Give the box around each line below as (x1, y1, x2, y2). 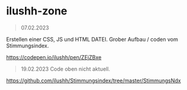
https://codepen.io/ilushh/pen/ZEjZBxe (6, 53, 102, 61)
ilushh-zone (6, 4, 68, 18)
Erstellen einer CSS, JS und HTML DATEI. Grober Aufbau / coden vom (6, 35, 178, 43)
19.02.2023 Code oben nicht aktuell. (20, 65, 111, 73)
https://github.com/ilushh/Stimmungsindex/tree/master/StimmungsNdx (6, 77, 181, 84)
